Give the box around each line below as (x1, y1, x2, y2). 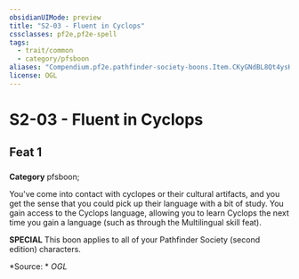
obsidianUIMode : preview (9, 12, 101, 22)
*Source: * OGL (9, 261, 68, 272)
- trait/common (17, 46, 74, 55)
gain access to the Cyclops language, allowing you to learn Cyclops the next (9, 208, 289, 218)
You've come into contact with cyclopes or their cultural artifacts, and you (9, 189, 280, 200)
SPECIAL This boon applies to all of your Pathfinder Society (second (9, 234, 261, 245)
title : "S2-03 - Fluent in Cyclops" (9, 21, 145, 30)
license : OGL (9, 71, 58, 80)
